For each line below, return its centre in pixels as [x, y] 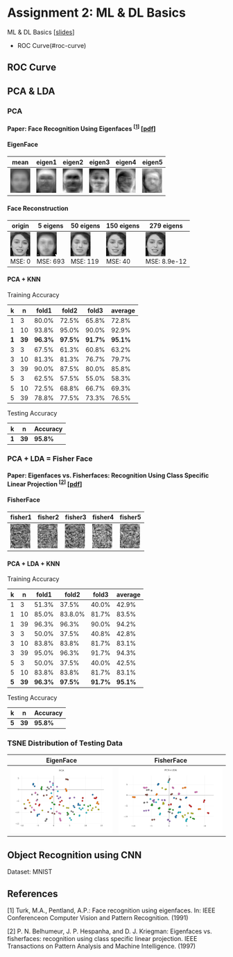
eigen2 [73, 162]
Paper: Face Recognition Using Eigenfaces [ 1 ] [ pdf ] [81, 128]
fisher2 [49, 517]
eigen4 [126, 162]
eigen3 [100, 162]
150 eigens [123, 226]
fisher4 [103, 517]
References [33, 893]
